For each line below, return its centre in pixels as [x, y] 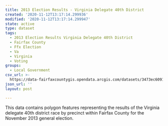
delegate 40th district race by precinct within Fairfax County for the [75, 112]
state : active [20, 24]
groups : [13, 65]
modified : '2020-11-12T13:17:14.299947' [48, 19]
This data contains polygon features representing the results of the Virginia [82, 107]
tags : [11, 33]
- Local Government [30, 70]
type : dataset [20, 28]
